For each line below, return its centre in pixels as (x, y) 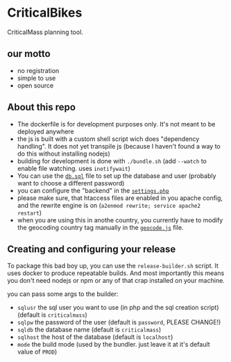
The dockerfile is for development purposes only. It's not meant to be (116, 124)
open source (35, 85)
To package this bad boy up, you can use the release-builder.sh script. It (113, 266)
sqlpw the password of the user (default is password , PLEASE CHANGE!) (119, 322)
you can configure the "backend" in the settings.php (93, 190)
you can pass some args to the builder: (63, 294)
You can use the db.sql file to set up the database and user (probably (117, 176)
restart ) (29, 213)
